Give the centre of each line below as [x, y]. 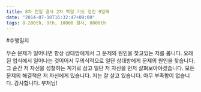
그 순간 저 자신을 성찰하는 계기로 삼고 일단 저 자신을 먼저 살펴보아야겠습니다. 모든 [100, 68]
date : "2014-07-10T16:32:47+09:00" [51, 17]
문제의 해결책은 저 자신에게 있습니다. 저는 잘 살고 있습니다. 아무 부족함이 [90, 76]
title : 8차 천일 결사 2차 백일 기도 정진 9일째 [58, 12]
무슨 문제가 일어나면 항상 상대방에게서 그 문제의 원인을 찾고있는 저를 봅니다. [94, 53]
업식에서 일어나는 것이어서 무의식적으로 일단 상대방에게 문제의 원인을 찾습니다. [104, 61]
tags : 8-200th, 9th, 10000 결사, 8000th [56, 23]
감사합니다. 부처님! [36, 83]
